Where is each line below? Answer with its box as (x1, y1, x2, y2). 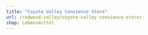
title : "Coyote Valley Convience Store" (6, 8, 108, 15)
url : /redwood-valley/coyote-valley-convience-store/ (6, 14, 143, 20)
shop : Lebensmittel (6, 20, 55, 26)
